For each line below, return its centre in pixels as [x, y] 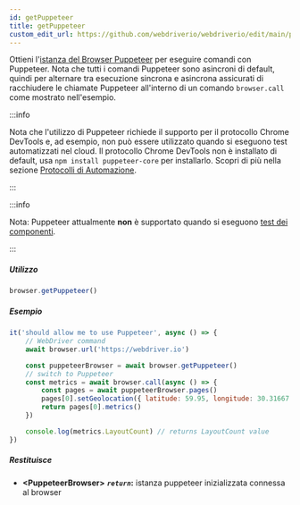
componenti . [33, 231]
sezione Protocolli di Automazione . [73, 170]
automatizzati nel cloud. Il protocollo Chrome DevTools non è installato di [143, 151]
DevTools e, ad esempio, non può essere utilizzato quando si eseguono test [148, 142]
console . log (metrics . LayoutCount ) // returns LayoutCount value [147, 431]
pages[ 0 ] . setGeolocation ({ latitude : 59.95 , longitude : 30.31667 [166, 399]
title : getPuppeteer [48, 26]
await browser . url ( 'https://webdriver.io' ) [108, 349]
